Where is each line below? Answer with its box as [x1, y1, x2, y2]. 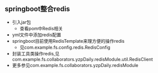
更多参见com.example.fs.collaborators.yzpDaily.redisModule [12, 62, 139, 68]
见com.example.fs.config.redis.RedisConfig [19, 44, 111, 50]
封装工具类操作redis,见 [12, 50, 60, 56]
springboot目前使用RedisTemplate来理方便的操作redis [12, 38, 125, 44]
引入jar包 [12, 19, 31, 25]
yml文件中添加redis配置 [12, 32, 61, 38]
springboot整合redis [5, 5, 70, 14]
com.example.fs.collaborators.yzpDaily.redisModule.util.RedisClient [12, 56, 153, 62]
